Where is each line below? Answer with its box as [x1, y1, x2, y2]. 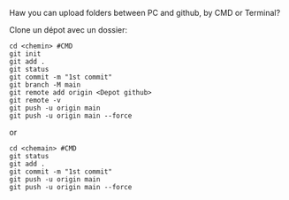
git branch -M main [9, 81, 81, 89]
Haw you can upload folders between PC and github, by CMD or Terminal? [9, 8, 281, 18]
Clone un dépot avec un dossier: [9, 25, 128, 35]
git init [9, 50, 42, 58]
